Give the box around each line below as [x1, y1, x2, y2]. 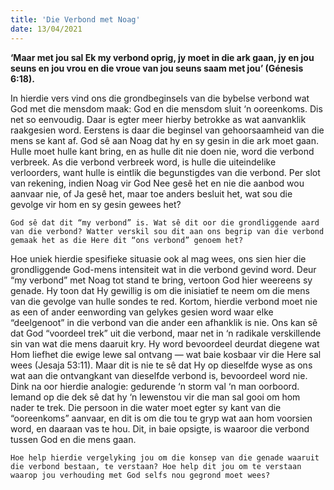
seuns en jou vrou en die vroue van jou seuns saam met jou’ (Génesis [10, 62, 304, 74]
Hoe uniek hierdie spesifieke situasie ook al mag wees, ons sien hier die [10, 252, 307, 265]
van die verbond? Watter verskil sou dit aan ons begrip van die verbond [10, 226, 325, 236]
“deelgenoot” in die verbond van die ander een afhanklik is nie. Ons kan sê [10, 316, 318, 328]
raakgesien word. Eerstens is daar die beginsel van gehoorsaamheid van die [10, 124, 325, 136]
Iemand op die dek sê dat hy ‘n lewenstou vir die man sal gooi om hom [10, 391, 301, 403]
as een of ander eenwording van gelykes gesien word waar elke [10, 306, 274, 318]
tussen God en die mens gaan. [10, 433, 137, 445]
